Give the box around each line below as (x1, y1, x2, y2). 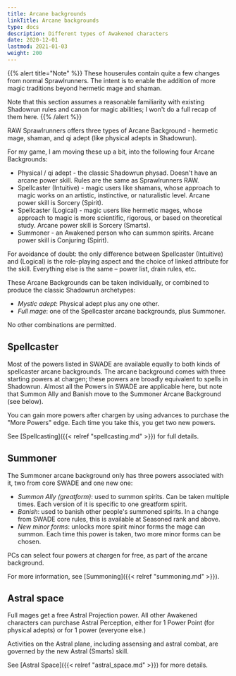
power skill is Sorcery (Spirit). (17, 198, 104, 207)
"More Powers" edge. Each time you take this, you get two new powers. (7, 418, 216, 426)
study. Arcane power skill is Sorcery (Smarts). (17, 221, 151, 229)
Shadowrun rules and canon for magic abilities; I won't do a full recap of (7, 105, 217, 113)
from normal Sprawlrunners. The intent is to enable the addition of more (7, 76, 216, 85)
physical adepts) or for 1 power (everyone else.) (7, 626, 147, 634)
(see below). (7, 397, 44, 405)
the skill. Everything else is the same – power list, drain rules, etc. (7, 264, 197, 273)
